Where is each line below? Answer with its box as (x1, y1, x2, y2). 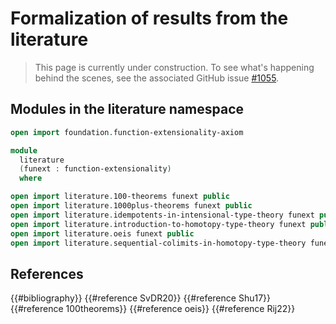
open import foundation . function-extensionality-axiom (10, 127, 244, 137)
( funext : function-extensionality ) (19, 164, 172, 174)
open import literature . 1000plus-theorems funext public (10, 201, 253, 211)
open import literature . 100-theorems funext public (10, 192, 230, 202)
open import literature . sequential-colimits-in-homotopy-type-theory (10, 238, 307, 248)
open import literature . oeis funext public (10, 228, 195, 239)
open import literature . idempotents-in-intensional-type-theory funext (10, 210, 315, 220)
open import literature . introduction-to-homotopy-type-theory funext (10, 219, 307, 229)
